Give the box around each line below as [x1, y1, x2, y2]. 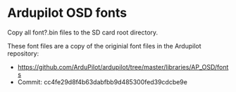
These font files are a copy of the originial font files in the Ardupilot [7, 41, 202, 50]
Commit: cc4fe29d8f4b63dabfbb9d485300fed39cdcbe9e [17, 77, 188, 86]
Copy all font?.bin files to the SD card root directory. [7, 28, 159, 37]
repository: [7, 49, 39, 58]
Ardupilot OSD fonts [7, 5, 128, 21]
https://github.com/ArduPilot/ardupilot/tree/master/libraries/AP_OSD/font [17, 63, 229, 71]
